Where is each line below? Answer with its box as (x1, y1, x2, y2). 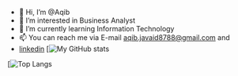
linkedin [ (18, 44, 49, 53)
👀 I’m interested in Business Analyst (18, 16, 136, 25)
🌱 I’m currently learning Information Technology (18, 24, 175, 33)
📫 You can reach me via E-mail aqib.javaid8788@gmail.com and (18, 33, 230, 42)
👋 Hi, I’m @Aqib (18, 8, 70, 16)
